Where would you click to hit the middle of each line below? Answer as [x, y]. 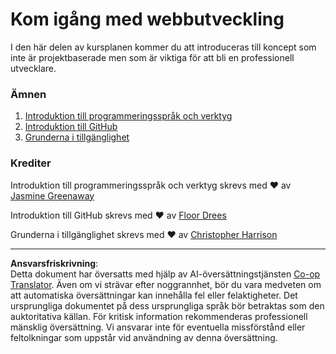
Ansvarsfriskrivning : [54, 263]
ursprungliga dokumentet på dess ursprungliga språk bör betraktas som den [167, 305]
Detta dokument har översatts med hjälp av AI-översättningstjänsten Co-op [165, 274]
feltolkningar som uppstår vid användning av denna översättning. [144, 337]
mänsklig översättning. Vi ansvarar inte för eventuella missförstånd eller [158, 327]
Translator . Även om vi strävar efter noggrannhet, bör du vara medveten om [166, 284]
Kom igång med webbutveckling [147, 19]
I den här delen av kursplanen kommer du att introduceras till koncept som [163, 47]
